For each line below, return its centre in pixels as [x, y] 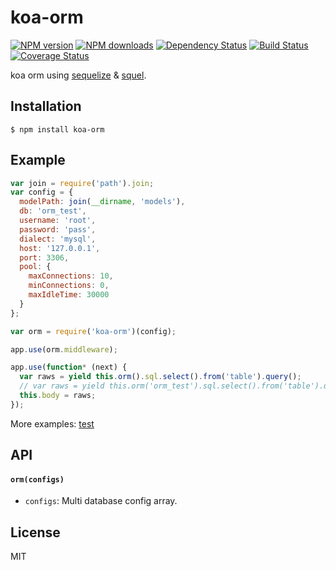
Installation [46, 106]
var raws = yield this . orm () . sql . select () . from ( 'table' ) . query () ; [160, 377]
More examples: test [52, 423]
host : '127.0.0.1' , [60, 248]
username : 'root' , [58, 221]
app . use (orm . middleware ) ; [64, 349]
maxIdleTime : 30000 [69, 295]
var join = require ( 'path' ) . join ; [82, 183]
